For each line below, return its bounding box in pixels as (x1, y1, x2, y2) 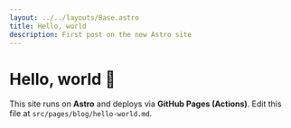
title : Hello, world (9, 22, 88, 31)
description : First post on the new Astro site (9, 30, 192, 39)
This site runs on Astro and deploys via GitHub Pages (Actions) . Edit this (9, 98, 282, 109)
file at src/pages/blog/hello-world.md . (9, 108, 153, 119)
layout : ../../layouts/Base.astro (9, 13, 140, 23)
